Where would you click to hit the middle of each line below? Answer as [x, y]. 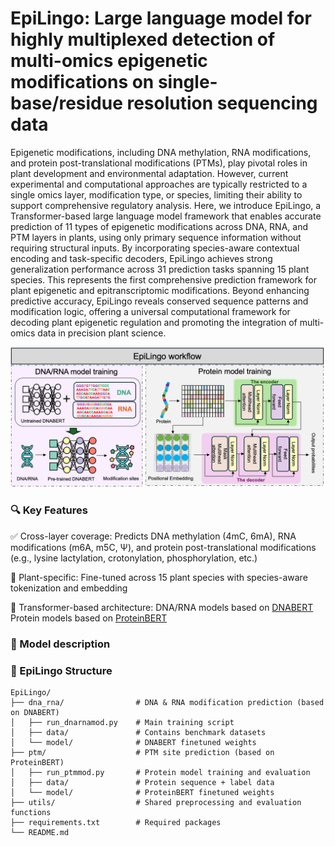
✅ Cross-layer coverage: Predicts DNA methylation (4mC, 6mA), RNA [153, 536]
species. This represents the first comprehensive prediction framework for [163, 279]
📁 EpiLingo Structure [61, 670]
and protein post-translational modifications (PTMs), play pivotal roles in [159, 163]
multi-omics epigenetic [109, 61]
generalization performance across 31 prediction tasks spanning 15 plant [160, 269]
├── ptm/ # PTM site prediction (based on [142, 752]
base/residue [66, 103]
